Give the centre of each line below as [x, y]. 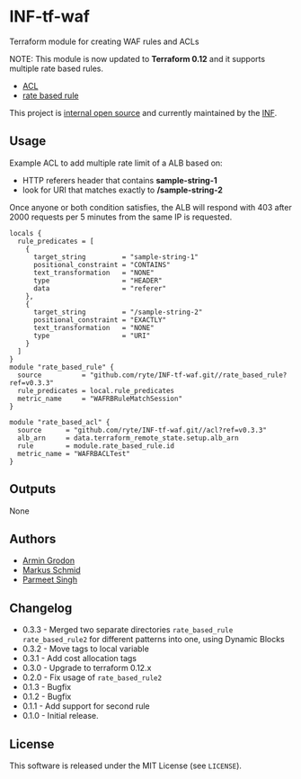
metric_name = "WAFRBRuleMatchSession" [100, 398]
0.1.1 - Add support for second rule [86, 706]
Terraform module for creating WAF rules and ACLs [104, 41]
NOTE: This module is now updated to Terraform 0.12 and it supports [137, 58]
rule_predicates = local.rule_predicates [96, 390]
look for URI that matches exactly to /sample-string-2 [122, 190]
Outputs [33, 489]
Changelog [41, 608]
